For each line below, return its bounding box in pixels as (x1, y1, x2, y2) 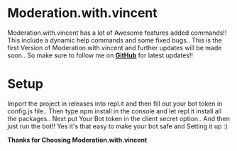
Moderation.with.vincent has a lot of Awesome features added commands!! (7, 28, 227, 37)
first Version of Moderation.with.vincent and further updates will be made (7, 43, 222, 52)
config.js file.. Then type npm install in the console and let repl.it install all (7, 106, 222, 115)
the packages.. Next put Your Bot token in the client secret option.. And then (7, 114, 231, 123)
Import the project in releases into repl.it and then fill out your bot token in (7, 99, 223, 108)
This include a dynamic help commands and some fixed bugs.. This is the (7, 35, 222, 44)
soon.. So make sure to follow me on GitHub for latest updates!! (7, 51, 194, 60)
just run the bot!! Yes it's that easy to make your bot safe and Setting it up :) (7, 122, 228, 130)
